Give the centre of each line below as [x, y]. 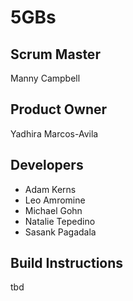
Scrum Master [55, 54]
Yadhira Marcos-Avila [54, 133]
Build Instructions [67, 263]
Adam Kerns [50, 189]
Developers [47, 165]
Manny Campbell [45, 78]
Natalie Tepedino [60, 221]
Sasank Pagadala [60, 232]
